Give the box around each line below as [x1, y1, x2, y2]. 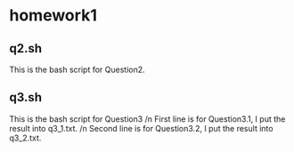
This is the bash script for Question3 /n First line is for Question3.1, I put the [9, 113, 286, 124]
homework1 [9, 5, 98, 26]
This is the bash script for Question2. [9, 64, 145, 75]
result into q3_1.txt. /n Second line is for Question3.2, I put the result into [9, 123, 274, 133]
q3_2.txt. [9, 132, 42, 143]
